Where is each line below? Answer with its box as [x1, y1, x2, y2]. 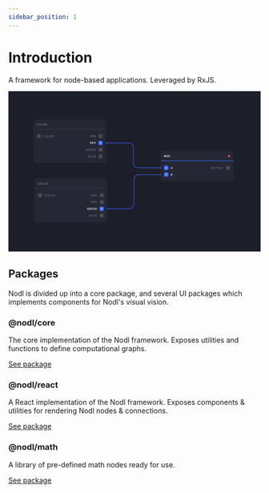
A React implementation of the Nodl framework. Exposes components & [8, 398, 246, 407]
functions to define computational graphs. [8, 344, 147, 354]
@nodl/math [8, 442, 58, 453]
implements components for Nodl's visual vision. [8, 297, 170, 306]
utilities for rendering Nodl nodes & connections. [8, 406, 168, 416]
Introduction [8, 48, 93, 67]
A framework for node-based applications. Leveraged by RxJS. [8, 75, 217, 84]
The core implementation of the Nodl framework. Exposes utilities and [8, 335, 239, 345]
